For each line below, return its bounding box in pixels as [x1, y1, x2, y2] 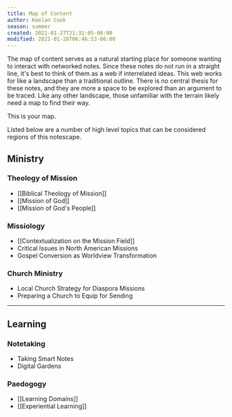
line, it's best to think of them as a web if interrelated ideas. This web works [7, 70, 222, 78]
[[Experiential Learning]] [17, 402, 87, 411]
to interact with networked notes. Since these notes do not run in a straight [7, 62, 220, 70]
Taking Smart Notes [17, 355, 74, 363]
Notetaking [7, 339, 46, 349]
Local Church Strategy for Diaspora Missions [17, 284, 145, 293]
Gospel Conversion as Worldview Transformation [17, 251, 157, 260]
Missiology [7, 221, 46, 231]
